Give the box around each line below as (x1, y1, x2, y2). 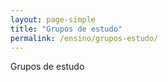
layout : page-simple (10, 14, 97, 25)
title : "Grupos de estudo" (10, 24, 123, 34)
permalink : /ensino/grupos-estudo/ (10, 33, 159, 43)
